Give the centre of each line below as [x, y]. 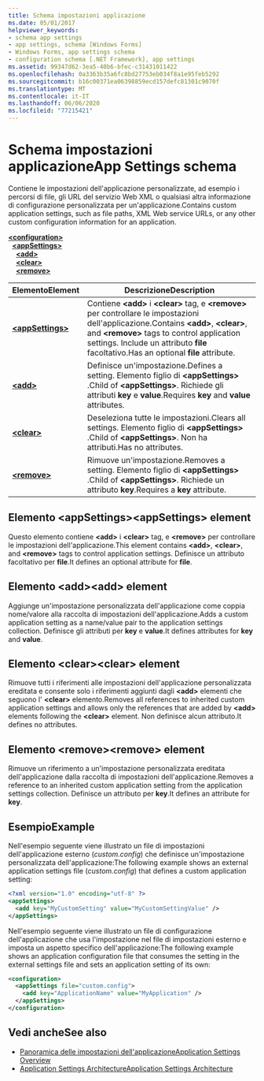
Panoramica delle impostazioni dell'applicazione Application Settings [130, 1051]
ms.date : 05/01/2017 [42, 23]
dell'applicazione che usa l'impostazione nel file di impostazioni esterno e [127, 939]
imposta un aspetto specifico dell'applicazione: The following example [121, 948]
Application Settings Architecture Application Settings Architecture [126, 1068]
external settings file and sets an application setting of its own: [109, 964]
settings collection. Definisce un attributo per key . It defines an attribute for [129, 794]
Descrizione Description [170, 290]
